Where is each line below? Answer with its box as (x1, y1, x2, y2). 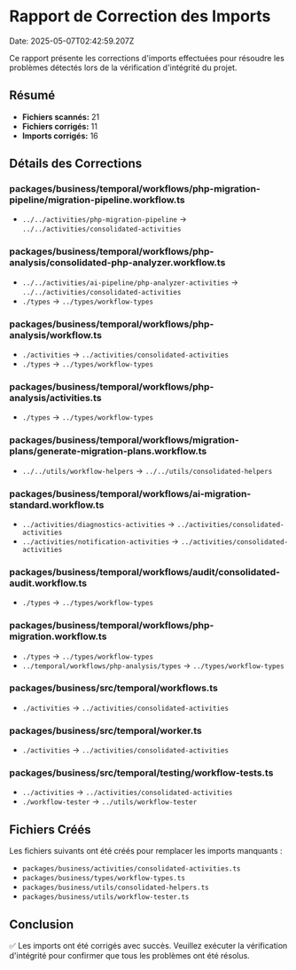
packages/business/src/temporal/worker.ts (9, 724, 202, 737)
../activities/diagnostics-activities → (21, 518, 175, 529)
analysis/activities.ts (9, 391, 102, 404)
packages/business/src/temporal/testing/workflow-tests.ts (9, 767, 274, 779)
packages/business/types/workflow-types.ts (21, 874, 186, 883)
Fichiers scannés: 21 (21, 111, 100, 122)
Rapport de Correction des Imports (9, 6, 271, 27)
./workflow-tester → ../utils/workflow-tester (21, 796, 198, 807)
